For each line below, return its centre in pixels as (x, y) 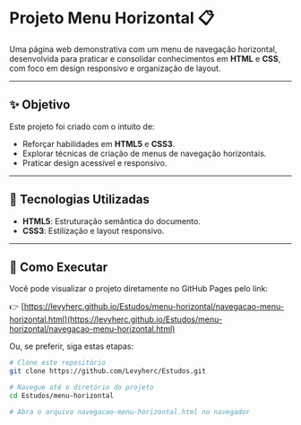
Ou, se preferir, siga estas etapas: (72, 346)
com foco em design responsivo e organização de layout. (115, 68)
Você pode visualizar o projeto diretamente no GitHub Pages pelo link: (139, 289)
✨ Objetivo (40, 105)
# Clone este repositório (57, 363)
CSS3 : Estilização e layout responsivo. (93, 230)
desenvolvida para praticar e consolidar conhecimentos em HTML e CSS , (145, 58)
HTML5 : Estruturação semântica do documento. (112, 221)
